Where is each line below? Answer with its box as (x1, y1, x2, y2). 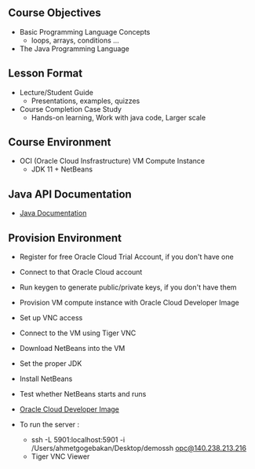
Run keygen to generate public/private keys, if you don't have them (19, 283, 237, 292)
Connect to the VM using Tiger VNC (19, 328, 137, 338)
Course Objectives (8, 6, 102, 20)
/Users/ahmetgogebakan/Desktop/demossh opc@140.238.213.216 (31, 444, 247, 453)
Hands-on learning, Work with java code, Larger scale (31, 113, 206, 122)
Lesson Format (8, 67, 83, 80)
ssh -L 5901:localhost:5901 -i (31, 435, 126, 445)
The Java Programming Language (19, 43, 129, 54)
